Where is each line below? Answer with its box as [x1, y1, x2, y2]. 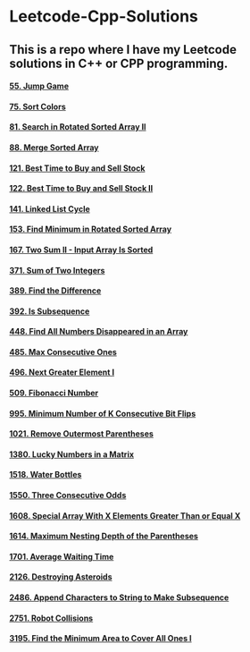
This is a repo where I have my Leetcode [9, 42, 237, 57]
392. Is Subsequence [9, 306, 90, 317]
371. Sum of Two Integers [9, 265, 105, 275]
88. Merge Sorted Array [9, 141, 100, 153]
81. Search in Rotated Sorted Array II [9, 122, 146, 132]
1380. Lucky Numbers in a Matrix [9, 449, 135, 460]
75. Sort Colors [9, 101, 66, 112]
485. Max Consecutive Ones [9, 346, 118, 357]
